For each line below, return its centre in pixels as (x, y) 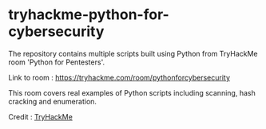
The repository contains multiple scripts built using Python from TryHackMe (133, 53)
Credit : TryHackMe (41, 116)
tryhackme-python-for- (89, 15)
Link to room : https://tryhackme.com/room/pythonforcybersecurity (119, 77)
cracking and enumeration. (53, 101)
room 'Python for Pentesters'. (57, 62)
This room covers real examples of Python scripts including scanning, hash (132, 92)
